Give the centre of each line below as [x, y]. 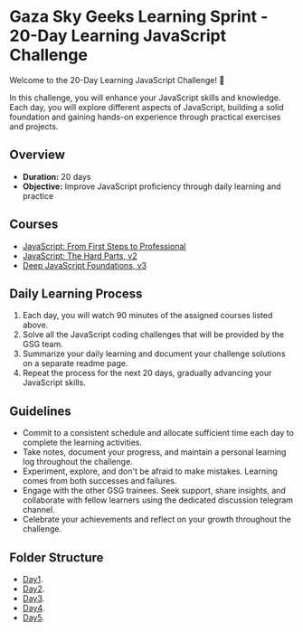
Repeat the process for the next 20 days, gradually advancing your [147, 373]
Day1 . [33, 579]
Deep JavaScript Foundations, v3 [85, 265]
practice [38, 195]
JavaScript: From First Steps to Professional [104, 246]
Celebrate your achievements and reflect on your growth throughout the [156, 519]
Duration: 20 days [57, 176]
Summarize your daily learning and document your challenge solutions [154, 354]
